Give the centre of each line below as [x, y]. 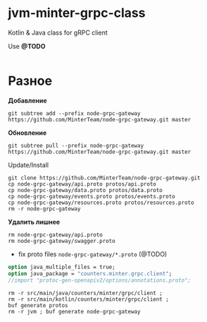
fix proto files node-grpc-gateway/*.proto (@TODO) [93, 254]
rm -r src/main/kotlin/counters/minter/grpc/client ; [89, 299]
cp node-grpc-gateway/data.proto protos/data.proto [85, 190]
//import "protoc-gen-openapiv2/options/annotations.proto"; [100, 280]
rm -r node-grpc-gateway [44, 209]
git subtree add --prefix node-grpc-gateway [74, 113]
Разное [30, 81]
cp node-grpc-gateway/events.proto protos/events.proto [92, 196]
